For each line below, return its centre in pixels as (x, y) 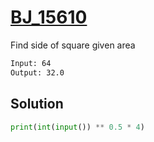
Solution (37, 104)
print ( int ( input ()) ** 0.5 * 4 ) (77, 127)
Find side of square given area (73, 45)
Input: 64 (31, 63)
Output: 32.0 (37, 72)
